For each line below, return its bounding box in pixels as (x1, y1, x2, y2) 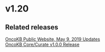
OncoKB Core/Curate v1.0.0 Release (5, 41, 80, 47)
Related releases (5, 23, 58, 31)
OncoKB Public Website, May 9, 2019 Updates (5, 36, 100, 42)
